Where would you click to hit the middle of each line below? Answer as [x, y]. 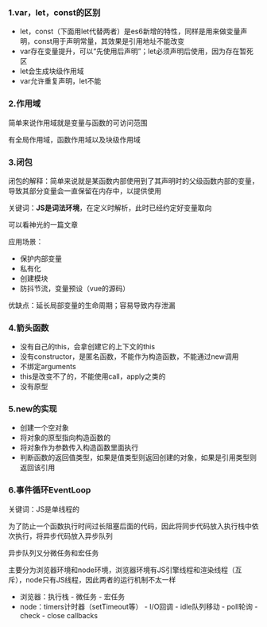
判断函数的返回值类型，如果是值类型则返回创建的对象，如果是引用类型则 [138, 458]
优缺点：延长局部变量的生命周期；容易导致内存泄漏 [92, 305]
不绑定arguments [48, 367]
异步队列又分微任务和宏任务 [54, 553]
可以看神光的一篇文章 [43, 224]
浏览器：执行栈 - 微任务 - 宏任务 [72, 596]
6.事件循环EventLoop [50, 490]
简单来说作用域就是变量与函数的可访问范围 [78, 123]
